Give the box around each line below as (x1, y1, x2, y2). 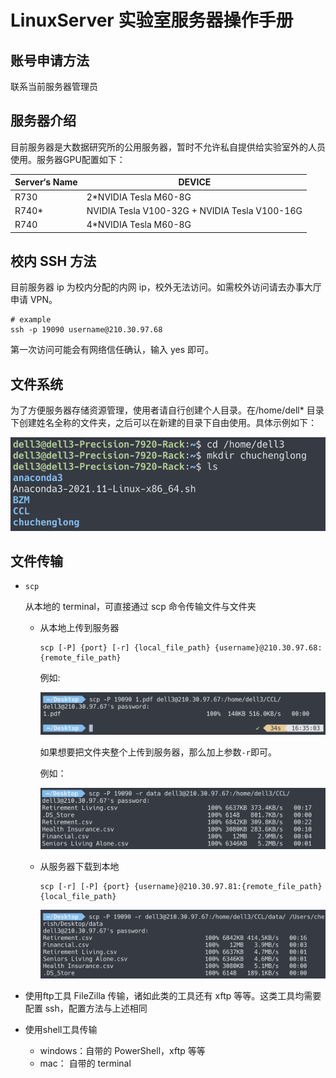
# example (10, 315, 52, 325)
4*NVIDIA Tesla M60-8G (86, 219, 192, 231)
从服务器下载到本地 (39, 861, 120, 873)
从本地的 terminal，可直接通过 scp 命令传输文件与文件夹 (24, 601, 257, 613)
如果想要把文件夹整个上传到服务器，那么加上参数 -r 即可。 (39, 746, 277, 758)
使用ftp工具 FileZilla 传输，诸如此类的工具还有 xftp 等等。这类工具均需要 (24, 990, 322, 1002)
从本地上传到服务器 (39, 622, 120, 634)
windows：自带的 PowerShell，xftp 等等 (39, 1045, 206, 1057)
